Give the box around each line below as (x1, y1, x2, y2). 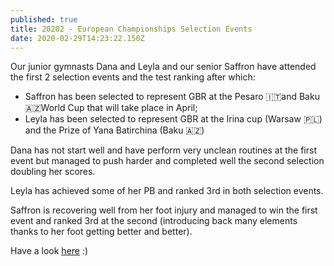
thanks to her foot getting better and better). (10, 226, 193, 238)
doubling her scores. (10, 166, 96, 178)
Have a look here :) (10, 245, 89, 257)
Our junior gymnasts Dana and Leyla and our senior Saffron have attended (10, 61, 317, 73)
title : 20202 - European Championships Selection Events (10, 24, 253, 34)
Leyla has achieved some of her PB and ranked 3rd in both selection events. (10, 185, 324, 197)
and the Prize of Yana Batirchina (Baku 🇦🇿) (24, 124, 205, 136)
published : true (10, 14, 78, 25)
